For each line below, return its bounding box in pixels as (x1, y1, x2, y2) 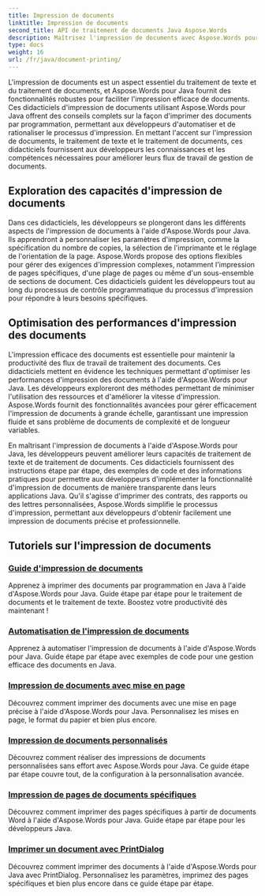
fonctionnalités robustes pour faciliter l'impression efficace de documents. (8, 94, 250, 104)
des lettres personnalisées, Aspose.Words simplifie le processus (8, 499, 218, 508)
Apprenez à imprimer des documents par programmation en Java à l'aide (8, 580, 246, 590)
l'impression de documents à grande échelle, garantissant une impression (8, 408, 248, 418)
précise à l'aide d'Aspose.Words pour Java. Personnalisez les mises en (8, 706, 239, 716)
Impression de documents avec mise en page (8, 680, 185, 691)
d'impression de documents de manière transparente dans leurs (8, 482, 217, 492)
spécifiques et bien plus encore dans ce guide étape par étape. (8, 879, 215, 888)
